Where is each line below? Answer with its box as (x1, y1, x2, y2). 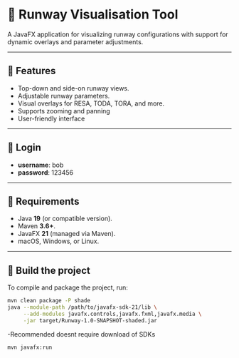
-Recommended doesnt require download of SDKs (7, 329, 156, 338)
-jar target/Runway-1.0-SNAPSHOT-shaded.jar (23, 317, 158, 324)
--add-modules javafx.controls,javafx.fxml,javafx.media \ (23, 310, 202, 317)
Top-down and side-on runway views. (17, 83, 129, 92)
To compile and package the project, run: (7, 283, 128, 292)
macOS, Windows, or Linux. (17, 237, 100, 245)
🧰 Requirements (7, 195, 80, 208)
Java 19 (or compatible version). (17, 214, 112, 223)
